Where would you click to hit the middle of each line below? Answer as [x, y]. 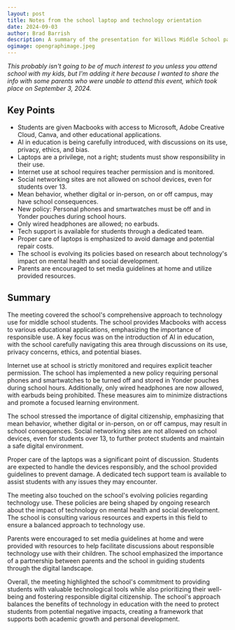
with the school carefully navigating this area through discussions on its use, [117, 344]
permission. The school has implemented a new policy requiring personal [113, 373]
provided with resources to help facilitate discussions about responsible [111, 545]
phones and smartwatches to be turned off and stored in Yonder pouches [113, 380]
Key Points [31, 110]
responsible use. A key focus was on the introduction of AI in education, [111, 337]
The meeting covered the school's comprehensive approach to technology [115, 315]
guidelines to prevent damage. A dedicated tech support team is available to [117, 474]
